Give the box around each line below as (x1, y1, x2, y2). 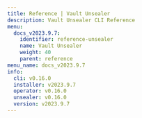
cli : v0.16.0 (13, 74, 52, 82)
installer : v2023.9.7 (13, 81, 77, 88)
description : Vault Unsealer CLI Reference (7, 17, 136, 24)
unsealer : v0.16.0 (13, 94, 68, 101)
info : (7, 68, 23, 75)
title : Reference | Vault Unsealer (7, 10, 111, 17)
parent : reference (19, 56, 73, 62)
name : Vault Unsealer (19, 42, 82, 49)
